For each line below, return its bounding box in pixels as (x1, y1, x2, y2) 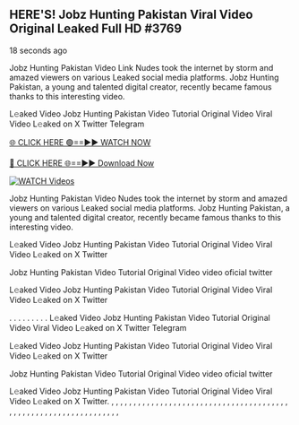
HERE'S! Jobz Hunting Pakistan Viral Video (9, 7, 253, 22)
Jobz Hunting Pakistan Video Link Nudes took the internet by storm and (9, 62, 274, 73)
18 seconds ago (9, 45, 68, 56)
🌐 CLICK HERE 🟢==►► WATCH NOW (9, 136, 151, 147)
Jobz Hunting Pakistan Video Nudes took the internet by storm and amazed (9, 193, 288, 204)
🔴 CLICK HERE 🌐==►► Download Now (9, 157, 155, 169)
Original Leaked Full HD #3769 (9, 22, 182, 37)
